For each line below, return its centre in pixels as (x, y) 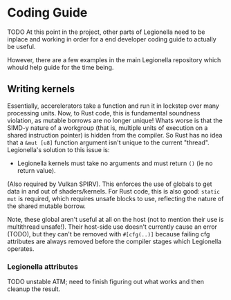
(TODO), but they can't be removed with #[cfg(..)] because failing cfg (109, 234)
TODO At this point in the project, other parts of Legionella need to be (106, 32)
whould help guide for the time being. (61, 67)
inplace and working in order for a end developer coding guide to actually (112, 39)
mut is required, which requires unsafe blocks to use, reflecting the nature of (115, 198)
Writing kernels (41, 89)
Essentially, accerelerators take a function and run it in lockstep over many (113, 106)
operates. (21, 249)
